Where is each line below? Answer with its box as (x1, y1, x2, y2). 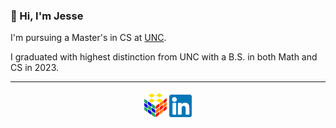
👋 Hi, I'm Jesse (10, 9, 84, 23)
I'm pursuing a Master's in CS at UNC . (10, 32, 167, 44)
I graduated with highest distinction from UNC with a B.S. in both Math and (10, 51, 318, 63)
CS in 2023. (10, 62, 60, 74)
